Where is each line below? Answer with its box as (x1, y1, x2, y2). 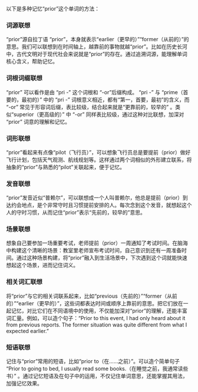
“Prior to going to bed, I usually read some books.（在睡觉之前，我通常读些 (6, 365, 189, 373)
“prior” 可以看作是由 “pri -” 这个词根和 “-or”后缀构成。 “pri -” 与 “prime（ (6, 88, 183, 95)
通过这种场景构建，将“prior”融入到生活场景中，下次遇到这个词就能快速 (16, 254, 187, 261)
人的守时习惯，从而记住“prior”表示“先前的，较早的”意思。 (6, 209, 146, 216)
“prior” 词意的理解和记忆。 (6, 118, 71, 125)
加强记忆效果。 (6, 380, 42, 387)
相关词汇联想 (6, 278, 43, 286)
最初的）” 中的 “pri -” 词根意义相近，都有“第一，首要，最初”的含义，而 (21, 96, 190, 103)
